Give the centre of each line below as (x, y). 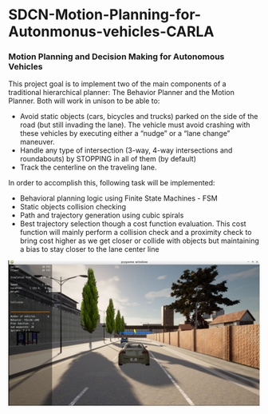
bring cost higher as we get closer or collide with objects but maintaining (139, 241)
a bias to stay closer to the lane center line (89, 249)
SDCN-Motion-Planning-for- (105, 15)
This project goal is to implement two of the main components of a (117, 84)
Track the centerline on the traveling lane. (88, 167)
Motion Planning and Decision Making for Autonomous (116, 57)
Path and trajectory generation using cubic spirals (102, 215)
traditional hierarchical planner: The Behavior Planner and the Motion (122, 93)
